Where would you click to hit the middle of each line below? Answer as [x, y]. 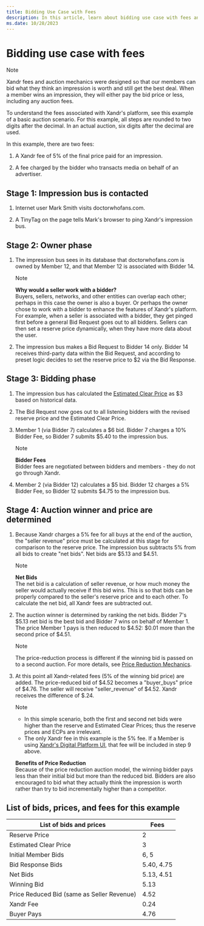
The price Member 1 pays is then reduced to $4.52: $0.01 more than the [105, 628]
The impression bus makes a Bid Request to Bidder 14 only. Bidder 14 [101, 346]
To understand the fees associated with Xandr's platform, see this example [100, 113]
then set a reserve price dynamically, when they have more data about [103, 328]
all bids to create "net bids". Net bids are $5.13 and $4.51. [87, 554]
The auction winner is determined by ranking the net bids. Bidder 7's [101, 615]
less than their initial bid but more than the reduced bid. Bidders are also [105, 776]
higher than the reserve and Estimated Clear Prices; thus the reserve [110, 725]
